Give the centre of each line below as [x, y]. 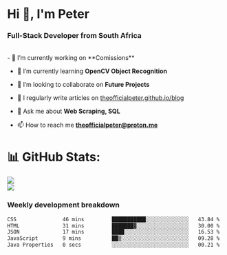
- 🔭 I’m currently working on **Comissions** [71, 58]
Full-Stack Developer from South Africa [75, 36]
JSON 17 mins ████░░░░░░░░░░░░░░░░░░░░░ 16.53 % [113, 232]
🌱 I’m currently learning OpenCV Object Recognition [92, 71]
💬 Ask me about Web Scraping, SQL [68, 111]
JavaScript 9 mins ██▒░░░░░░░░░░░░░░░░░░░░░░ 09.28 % [113, 238]
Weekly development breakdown [64, 205]
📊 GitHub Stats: [54, 157]
